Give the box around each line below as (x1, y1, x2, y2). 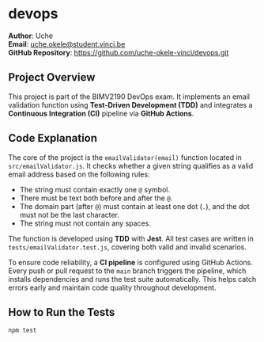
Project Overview (8, 70, 96, 84)
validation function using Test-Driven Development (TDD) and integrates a (8, 100, 253, 109)
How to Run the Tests (8, 306, 115, 319)
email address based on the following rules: (8, 169, 150, 179)
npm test (8, 326, 37, 335)
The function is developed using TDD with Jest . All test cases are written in (8, 234, 255, 243)
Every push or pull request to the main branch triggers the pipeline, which (8, 266, 247, 275)
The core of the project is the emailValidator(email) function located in (8, 152, 243, 162)
